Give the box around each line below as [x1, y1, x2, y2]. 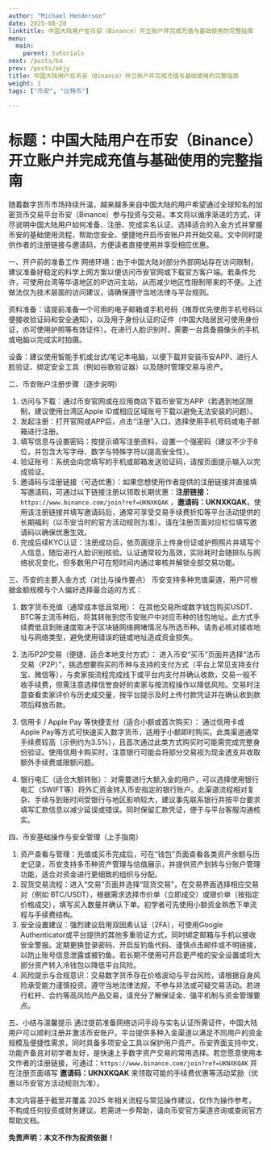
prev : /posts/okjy [8, 65, 70, 73]
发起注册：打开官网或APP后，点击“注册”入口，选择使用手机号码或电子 [19, 416, 252, 426]
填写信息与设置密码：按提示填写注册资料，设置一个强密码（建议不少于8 [19, 437, 258, 446]
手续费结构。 [34, 910, 77, 920]
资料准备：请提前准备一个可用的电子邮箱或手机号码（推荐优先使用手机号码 [8, 304, 256, 315]
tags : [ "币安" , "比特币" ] [8, 86, 90, 95]
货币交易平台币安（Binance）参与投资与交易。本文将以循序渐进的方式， [15, 210, 255, 220]
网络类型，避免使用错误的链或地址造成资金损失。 [34, 633, 198, 642]
